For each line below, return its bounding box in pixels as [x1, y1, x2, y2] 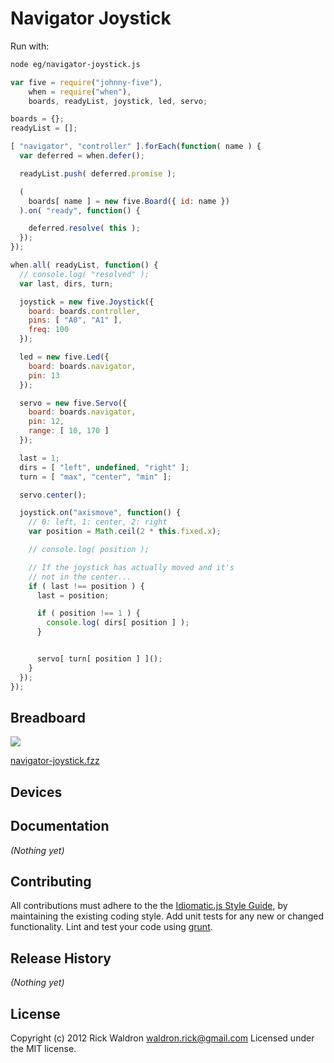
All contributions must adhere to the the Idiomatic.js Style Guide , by [10, 900, 288, 912]
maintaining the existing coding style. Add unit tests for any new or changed [10, 910, 324, 922]
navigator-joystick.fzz [10, 755, 100, 767]
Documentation [10, 818, 110, 835]
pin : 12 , [28, 417, 65, 427]
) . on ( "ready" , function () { [19, 205, 141, 216]
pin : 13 [28, 370, 60, 381]
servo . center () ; [19, 490, 87, 500]
